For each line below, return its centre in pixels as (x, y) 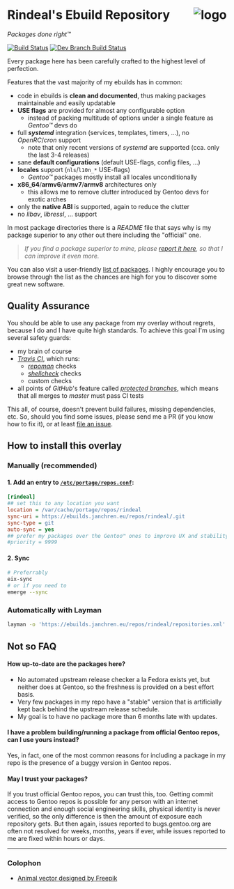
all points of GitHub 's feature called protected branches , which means (118, 388)
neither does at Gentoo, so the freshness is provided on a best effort (116, 687)
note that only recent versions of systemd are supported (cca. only (124, 147)
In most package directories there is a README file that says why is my (109, 227)
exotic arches (47, 199)
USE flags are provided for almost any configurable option (101, 110)
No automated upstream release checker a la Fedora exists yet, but (114, 679)
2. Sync (18, 558)
